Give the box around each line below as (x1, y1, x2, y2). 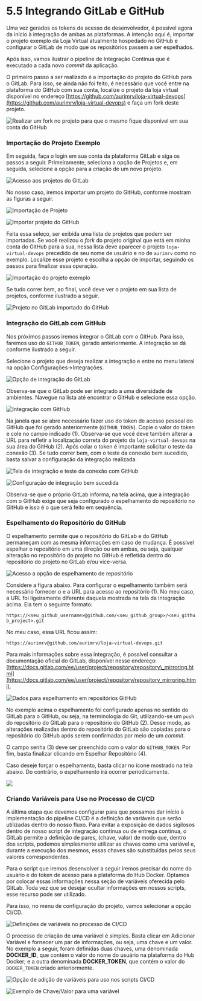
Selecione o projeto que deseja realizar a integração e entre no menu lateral (6, 357, 195, 364)
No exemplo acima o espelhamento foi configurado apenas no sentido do (6, 706, 189, 713)
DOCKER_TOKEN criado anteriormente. (6, 964, 95, 971)
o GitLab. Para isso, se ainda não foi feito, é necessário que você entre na (6, 80, 189, 87)
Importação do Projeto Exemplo (6, 138, 101, 147)
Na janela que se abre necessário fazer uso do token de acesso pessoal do (6, 417, 193, 424)
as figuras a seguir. (6, 195, 54, 202)
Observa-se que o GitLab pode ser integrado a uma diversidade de (6, 387, 173, 394)
